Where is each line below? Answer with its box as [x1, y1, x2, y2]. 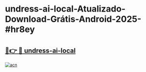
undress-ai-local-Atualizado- [5, 3, 126, 14]
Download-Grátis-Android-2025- [5, 14, 142, 25]
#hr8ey [5, 24, 35, 35]
